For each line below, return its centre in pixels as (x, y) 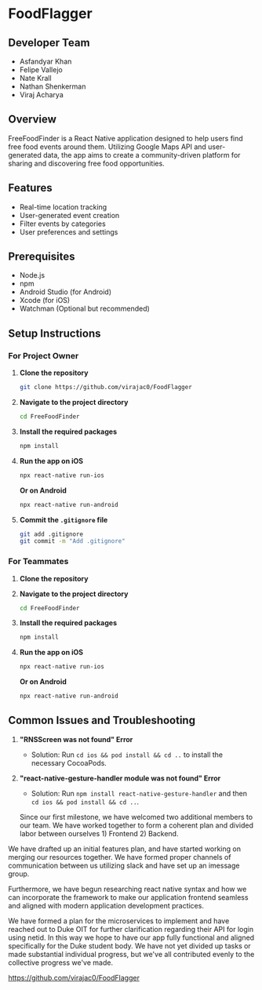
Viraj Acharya (42, 95)
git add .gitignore (51, 534)
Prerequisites (42, 257)
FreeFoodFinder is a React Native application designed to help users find (126, 138)
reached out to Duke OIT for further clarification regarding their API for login (131, 929)
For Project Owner (44, 355)
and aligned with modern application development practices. (106, 905)
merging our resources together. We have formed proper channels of (120, 857)
